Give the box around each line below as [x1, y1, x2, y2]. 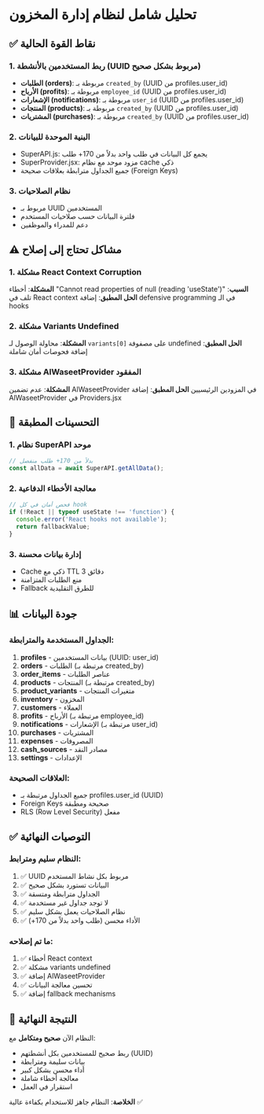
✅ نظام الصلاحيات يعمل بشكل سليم [20, 906, 126, 916]
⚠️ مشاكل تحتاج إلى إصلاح [9, 242, 122, 256]
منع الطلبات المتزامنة [20, 575, 82, 585]
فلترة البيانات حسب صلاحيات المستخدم [20, 212, 135, 221]
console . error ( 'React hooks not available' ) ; [16, 515, 168, 524]
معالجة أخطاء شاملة [20, 1073, 79, 1083]
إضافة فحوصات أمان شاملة [9, 347, 88, 356]
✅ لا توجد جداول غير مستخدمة [20, 898, 109, 907]
